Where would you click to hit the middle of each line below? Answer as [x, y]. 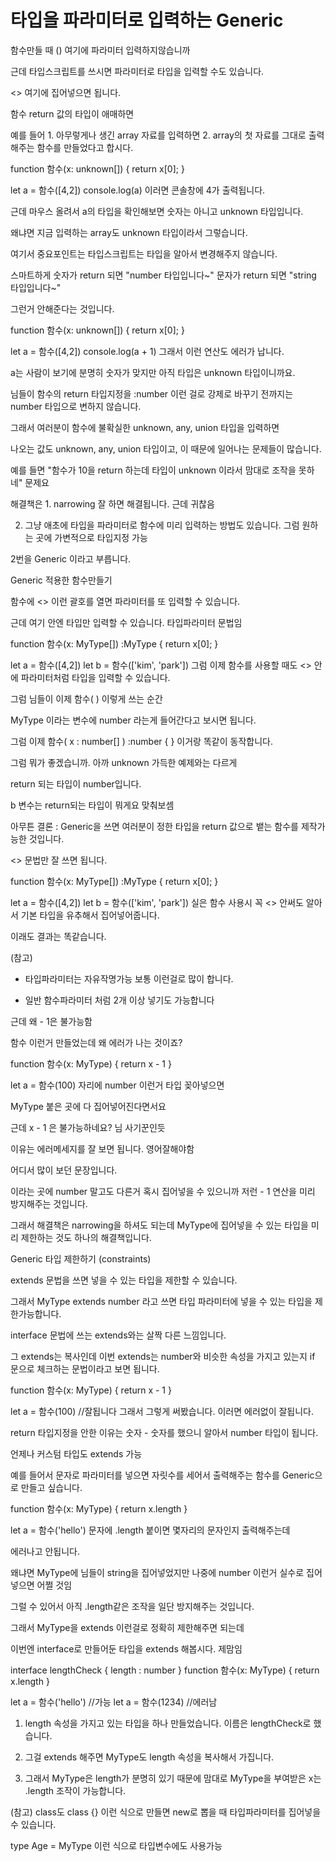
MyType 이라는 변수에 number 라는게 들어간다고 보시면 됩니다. [133, 720]
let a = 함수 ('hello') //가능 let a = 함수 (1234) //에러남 [114, 1702]
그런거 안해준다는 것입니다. [62, 308]
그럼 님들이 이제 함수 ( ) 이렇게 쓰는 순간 [86, 698]
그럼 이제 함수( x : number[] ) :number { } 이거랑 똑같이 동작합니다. [141, 741]
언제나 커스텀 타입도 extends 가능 [76, 1453]
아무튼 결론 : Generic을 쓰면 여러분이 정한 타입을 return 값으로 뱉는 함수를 [155, 826]
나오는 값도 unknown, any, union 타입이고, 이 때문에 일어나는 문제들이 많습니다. [166, 448]
